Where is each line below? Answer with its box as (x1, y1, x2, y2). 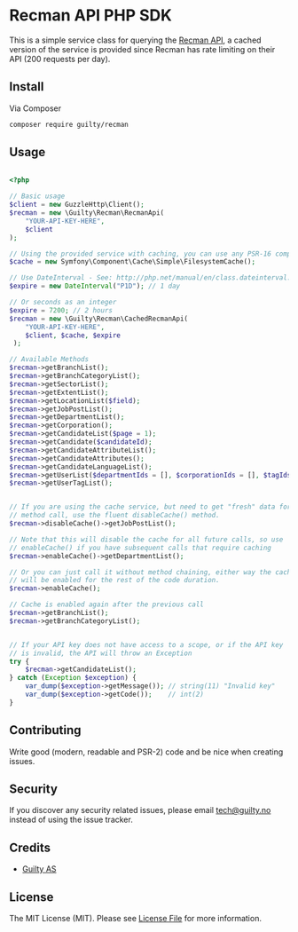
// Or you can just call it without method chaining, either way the (9, 567, 272, 577)
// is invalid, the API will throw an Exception (9, 649, 192, 658)
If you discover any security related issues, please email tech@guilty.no (9, 805, 271, 816)
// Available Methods (9, 355, 90, 364)
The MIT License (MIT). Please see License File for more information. (9, 913, 262, 924)
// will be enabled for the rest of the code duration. (9, 576, 220, 585)
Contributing (9, 723, 82, 738)
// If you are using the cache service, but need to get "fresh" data (9, 502, 276, 511)
